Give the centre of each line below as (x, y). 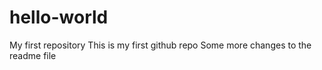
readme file (33, 55)
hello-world (59, 17)
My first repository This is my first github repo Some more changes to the (160, 45)
